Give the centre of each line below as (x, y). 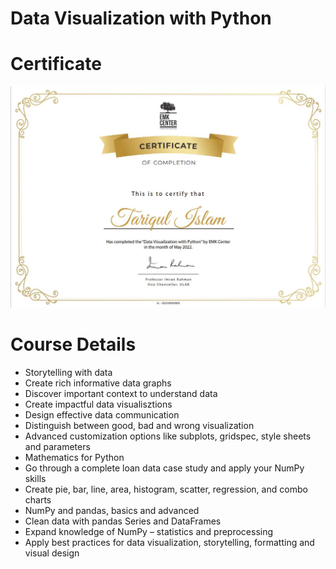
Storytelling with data (68, 372)
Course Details (73, 344)
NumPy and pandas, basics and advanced (112, 510)
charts (38, 499)
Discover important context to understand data (121, 393)
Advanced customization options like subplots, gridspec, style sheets (168, 436)
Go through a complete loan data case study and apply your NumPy (164, 468)
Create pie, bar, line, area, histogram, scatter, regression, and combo (166, 489)
